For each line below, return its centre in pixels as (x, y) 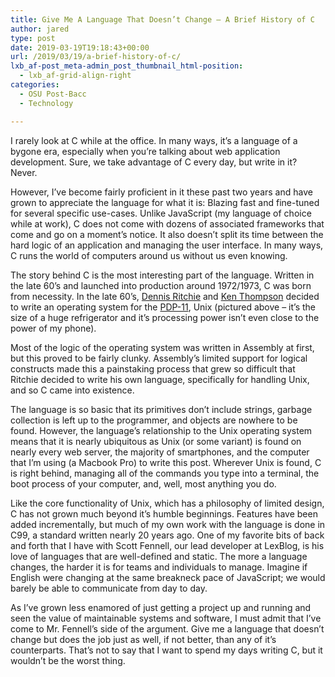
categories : (35, 85)
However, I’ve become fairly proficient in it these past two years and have (161, 192)
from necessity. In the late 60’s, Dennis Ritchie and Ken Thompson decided (165, 296)
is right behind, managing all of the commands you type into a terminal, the (165, 473)
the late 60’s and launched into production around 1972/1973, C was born (161, 285)
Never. (24, 172)
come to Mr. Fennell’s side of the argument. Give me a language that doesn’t (167, 628)
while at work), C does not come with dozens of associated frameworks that (167, 223)
